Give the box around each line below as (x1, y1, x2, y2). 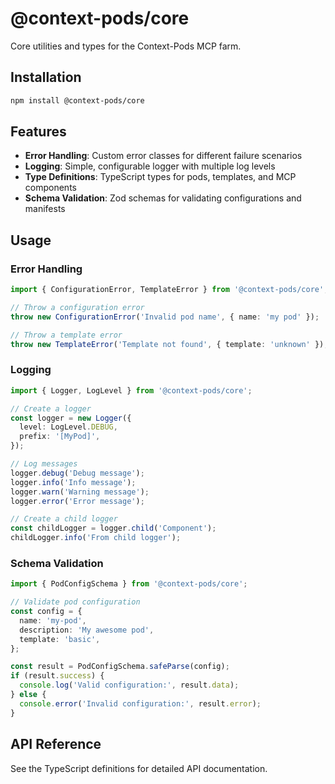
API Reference (10, 736, 102, 753)
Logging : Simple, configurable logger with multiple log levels (24, 160, 276, 172)
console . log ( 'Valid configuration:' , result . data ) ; (19, 680, 240, 691)
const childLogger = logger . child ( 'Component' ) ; (10, 523, 217, 534)
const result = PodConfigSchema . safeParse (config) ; (10, 662, 230, 672)
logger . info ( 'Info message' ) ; (10, 477, 137, 487)
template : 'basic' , (19, 634, 101, 644)
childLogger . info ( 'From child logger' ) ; (10, 533, 182, 543)
